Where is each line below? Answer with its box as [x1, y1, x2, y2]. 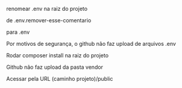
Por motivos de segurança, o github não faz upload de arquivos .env [6, 40, 177, 47]
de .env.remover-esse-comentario [6, 17, 92, 24]
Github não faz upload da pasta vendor [6, 63, 104, 71]
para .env [6, 28, 30, 36]
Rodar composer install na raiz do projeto [6, 52, 109, 59]
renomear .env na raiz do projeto [6, 5, 88, 12]
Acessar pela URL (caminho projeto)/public [6, 75, 113, 82]
